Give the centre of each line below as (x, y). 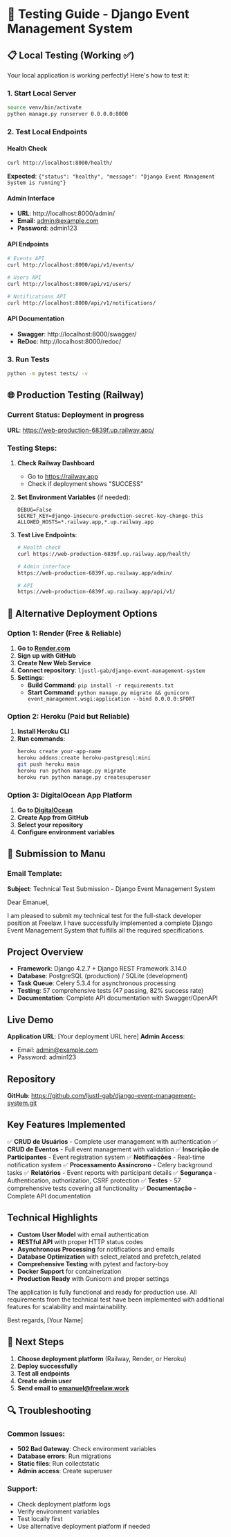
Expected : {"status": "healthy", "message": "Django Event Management (111, 177)
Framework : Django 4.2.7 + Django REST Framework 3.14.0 (102, 969)
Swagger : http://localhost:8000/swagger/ (77, 334)
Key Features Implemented (66, 1125)
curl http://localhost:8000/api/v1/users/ (69, 284)
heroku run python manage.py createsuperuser (84, 777)
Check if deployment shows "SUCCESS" (85, 484)
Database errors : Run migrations (64, 1456)
